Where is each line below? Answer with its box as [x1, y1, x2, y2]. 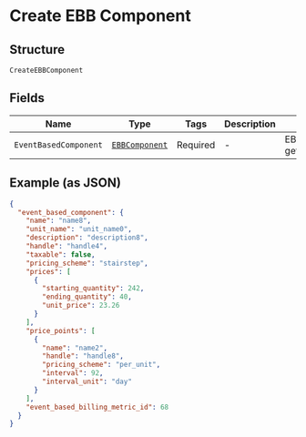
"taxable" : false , [25, 249, 96, 259]
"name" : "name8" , [25, 216, 92, 226]
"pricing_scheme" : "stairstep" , [25, 259, 148, 268]
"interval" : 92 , [42, 369, 104, 378]
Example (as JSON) [9, 175, 121, 191]
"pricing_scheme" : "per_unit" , [42, 361, 161, 370]
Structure [9, 42, 66, 57]
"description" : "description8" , [25, 233, 148, 242]
